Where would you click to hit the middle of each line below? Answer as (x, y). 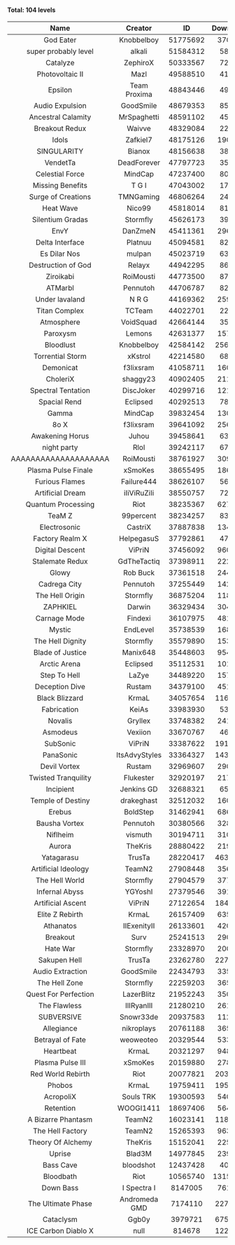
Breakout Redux (60, 128)
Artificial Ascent (60, 903)
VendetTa (60, 163)
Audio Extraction (60, 972)
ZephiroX (139, 63)
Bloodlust (60, 345)
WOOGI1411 (139, 1108)
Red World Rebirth (60, 1074)
